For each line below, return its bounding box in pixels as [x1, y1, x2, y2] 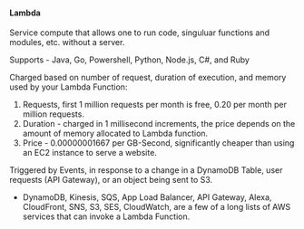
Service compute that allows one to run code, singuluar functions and [9, 27, 270, 38]
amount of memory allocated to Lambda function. [22, 128, 209, 139]
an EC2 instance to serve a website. [22, 148, 157, 158]
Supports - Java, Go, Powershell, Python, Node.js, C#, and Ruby [9, 54, 250, 65]
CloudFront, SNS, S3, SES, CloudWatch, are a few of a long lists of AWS [22, 202, 291, 213]
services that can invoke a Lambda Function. [22, 211, 191, 222]
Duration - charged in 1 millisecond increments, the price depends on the [22, 119, 296, 129]
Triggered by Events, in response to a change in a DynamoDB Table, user [9, 165, 283, 176]
